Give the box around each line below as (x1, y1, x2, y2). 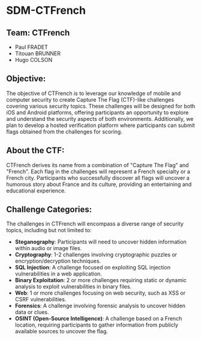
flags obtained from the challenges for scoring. (6, 127, 123, 135)
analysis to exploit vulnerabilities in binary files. (14, 283, 132, 290)
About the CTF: (6, 146, 65, 156)
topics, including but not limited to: (6, 227, 92, 234)
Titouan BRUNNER (14, 50, 61, 57)
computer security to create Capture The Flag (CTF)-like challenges (6, 96, 175, 103)
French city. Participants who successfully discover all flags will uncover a (6, 174, 190, 181)
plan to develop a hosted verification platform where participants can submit (6, 121, 195, 129)
